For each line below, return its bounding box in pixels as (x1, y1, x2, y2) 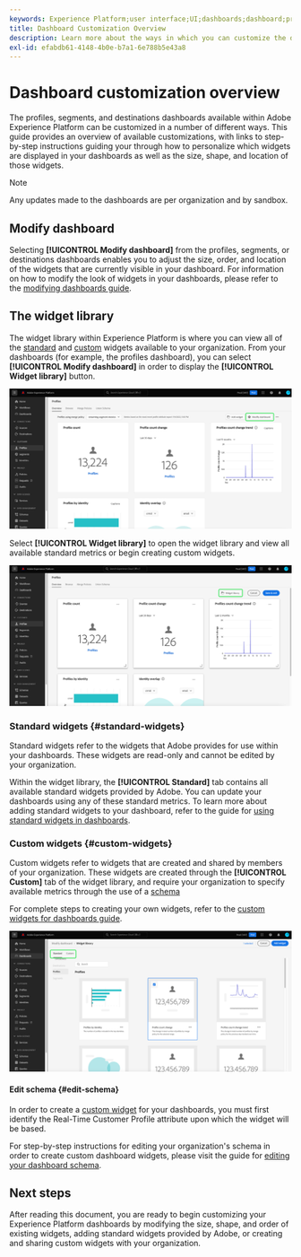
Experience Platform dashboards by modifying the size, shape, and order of (9, 1218, 289, 1229)
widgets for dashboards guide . (9, 913, 123, 924)
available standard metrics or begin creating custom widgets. (9, 547, 236, 558)
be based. (9, 1122, 47, 1134)
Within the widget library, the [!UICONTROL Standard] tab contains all (9, 777, 269, 788)
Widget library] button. (9, 371, 96, 381)
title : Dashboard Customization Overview (9, 23, 167, 33)
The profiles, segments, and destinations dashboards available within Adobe (9, 112, 292, 123)
